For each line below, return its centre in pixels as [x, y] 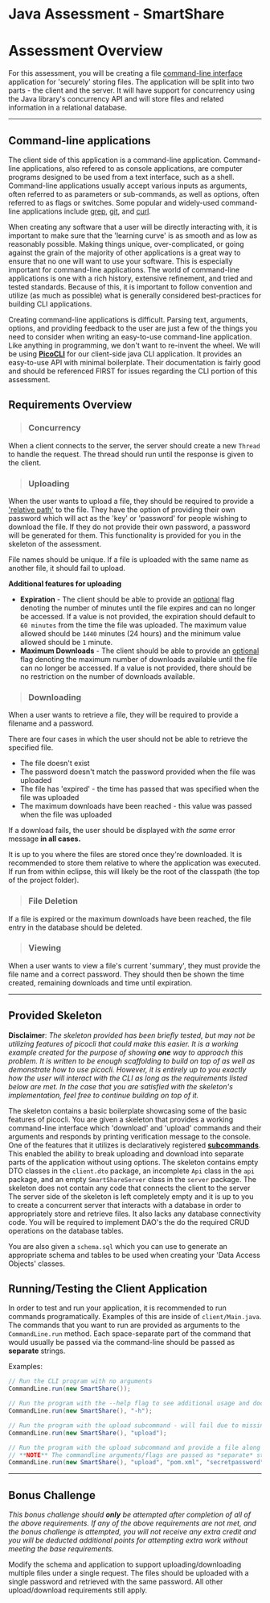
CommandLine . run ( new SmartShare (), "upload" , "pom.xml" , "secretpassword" [136, 1463]
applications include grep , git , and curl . [86, 211]
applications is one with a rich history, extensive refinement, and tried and [131, 278]
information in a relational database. [67, 108]
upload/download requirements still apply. [78, 1590]
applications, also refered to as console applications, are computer [132, 168]
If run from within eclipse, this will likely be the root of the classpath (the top [134, 872]
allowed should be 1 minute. [66, 642]
